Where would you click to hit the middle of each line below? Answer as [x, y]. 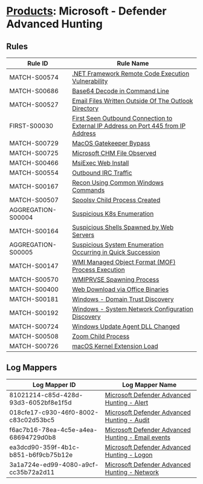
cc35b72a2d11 [32, 472]
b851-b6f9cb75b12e [41, 454]
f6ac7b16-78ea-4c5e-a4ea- [53, 429]
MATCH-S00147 [34, 266]
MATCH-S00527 [34, 104]
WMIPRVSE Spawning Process [116, 280]
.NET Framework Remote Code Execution [131, 74]
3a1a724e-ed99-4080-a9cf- [54, 465]
